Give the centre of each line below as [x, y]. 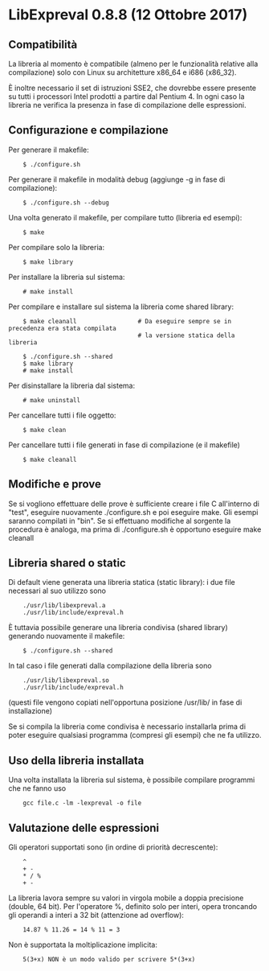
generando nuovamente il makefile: [67, 636]
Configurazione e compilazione [88, 130]
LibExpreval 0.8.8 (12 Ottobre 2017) [128, 15]
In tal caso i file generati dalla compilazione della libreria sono [110, 666]
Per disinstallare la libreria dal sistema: [71, 385]
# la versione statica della [186, 335]
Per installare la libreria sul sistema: [67, 277]
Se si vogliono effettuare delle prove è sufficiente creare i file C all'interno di [134, 504]
